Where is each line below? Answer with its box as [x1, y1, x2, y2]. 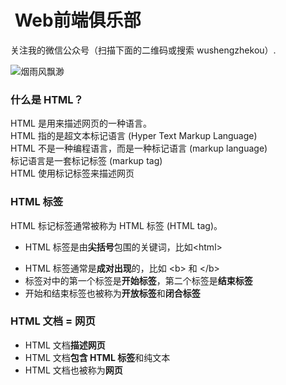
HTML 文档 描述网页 [24, 339, 106, 351]
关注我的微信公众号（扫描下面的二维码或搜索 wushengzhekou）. [10, 44, 277, 56]
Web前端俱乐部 [14, 9, 142, 32]
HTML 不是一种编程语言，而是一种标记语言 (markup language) [10, 142, 268, 155]
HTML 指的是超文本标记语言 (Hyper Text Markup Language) [10, 130, 258, 142]
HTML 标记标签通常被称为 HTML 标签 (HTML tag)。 [10, 219, 223, 231]
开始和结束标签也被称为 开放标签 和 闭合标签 [24, 287, 201, 299]
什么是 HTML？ [10, 92, 84, 106]
